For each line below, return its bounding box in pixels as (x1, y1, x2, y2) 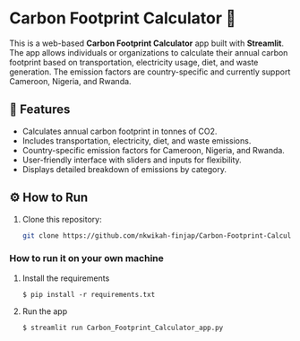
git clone (21, 231, 60, 240)
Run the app (21, 305, 68, 317)
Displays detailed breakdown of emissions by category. (21, 163, 227, 174)
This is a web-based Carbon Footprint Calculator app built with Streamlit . (9, 38, 285, 48)
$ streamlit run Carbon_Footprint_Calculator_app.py (21, 323, 224, 332)
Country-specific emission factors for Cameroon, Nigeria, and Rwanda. (21, 144, 285, 155)
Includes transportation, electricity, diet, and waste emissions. (21, 135, 252, 146)
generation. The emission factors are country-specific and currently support (9, 66, 291, 77)
